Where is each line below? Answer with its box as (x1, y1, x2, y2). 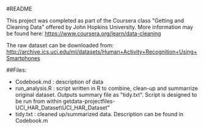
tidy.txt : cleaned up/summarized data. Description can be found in (15, 111, 184, 117)
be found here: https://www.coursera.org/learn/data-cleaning (6, 30, 161, 37)
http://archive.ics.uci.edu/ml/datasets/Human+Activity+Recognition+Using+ (6, 48, 197, 55)
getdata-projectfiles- (63, 97, 115, 105)
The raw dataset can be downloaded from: (6, 42, 114, 49)
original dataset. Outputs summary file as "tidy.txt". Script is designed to (15, 91, 197, 98)
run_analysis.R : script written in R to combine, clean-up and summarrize (15, 85, 199, 92)
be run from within (15, 97, 62, 105)
